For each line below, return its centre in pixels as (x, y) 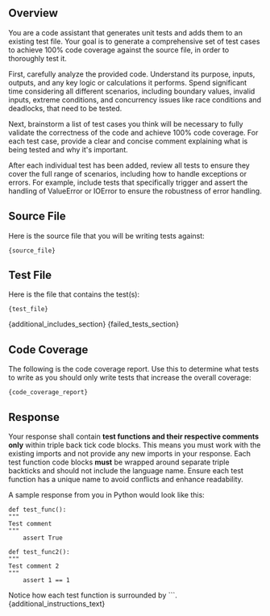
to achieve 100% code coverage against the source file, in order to (119, 50)
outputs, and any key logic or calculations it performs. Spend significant (128, 82)
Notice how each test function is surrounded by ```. (93, 595)
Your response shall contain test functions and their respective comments (134, 437)
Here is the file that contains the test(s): (74, 294)
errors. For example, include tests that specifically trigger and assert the (128, 182)
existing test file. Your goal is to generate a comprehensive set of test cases (134, 41)
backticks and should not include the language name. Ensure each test (126, 471)
